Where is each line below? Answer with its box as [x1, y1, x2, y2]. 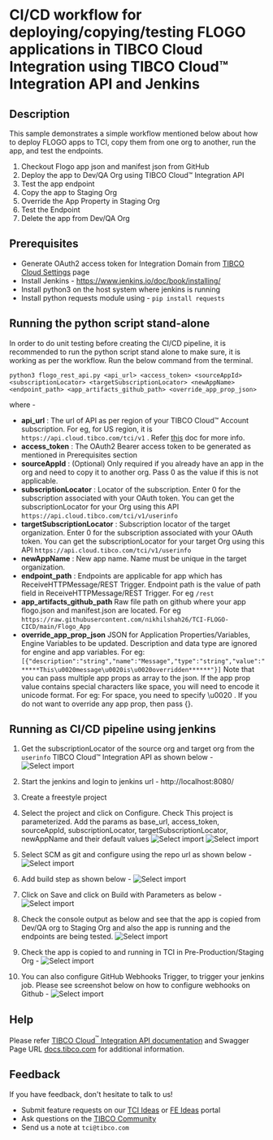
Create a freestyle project [20, 792, 107, 802]
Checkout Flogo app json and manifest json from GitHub [20, 162, 210, 171]
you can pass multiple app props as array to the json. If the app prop [20, 673, 251, 683]
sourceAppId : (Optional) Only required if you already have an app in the [20, 458, 264, 468]
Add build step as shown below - [20, 874, 132, 884]
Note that [223, 664, 255, 674]
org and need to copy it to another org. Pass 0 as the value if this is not [20, 467, 259, 477]
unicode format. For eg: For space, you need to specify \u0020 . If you [20, 690, 258, 700]
